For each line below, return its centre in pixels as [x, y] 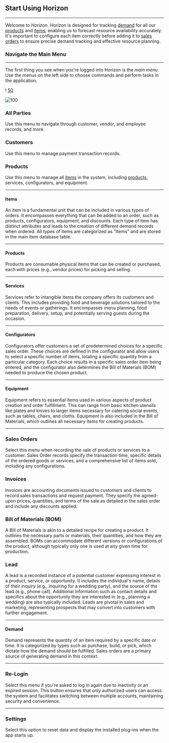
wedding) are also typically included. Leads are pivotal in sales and [75, 602]
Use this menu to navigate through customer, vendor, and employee [75, 124]
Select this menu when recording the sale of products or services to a [77, 450]
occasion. [15, 318]
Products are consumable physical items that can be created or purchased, [83, 264]
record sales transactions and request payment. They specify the [73, 496]
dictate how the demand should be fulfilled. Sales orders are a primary [78, 651]
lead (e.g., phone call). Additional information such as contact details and [81, 592]
